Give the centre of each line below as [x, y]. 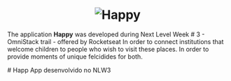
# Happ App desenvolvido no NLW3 [59, 70]
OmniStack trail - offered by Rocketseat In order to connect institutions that [115, 41]
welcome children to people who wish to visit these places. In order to [108, 49]
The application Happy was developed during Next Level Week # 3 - [106, 34]
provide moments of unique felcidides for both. [75, 57]
